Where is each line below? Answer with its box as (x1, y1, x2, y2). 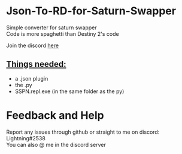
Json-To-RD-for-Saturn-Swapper (6, 4, 177, 18)
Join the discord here (6, 42, 59, 49)
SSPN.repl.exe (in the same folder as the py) (14, 88, 125, 95)
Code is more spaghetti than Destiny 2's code (6, 30, 119, 37)
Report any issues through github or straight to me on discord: (6, 128, 160, 135)
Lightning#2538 (6, 134, 46, 141)
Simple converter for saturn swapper (6, 24, 97, 31)
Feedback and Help (6, 109, 104, 122)
